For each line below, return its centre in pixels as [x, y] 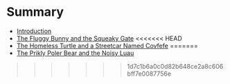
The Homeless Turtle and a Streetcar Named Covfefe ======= [107, 45]
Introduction [34, 31]
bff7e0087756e [149, 74]
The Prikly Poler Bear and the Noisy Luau [75, 53]
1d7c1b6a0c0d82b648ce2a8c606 [175, 66]
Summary [35, 12]
